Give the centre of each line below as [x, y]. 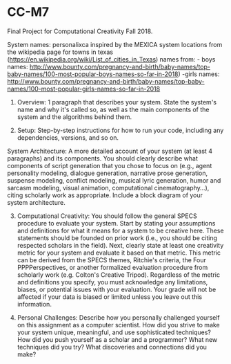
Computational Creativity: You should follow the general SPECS [107, 216]
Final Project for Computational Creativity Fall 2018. [80, 31]
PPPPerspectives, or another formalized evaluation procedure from [112, 267]
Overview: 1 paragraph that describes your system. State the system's [117, 102]
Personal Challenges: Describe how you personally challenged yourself [119, 317]
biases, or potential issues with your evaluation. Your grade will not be [117, 289]
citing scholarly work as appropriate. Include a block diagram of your [105, 195]
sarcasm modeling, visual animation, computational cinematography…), [108, 188]
